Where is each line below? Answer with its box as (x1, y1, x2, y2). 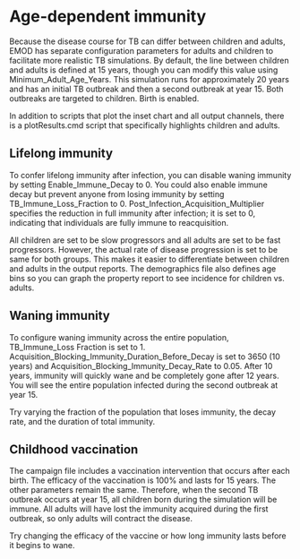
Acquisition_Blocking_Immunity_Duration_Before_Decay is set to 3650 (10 (9, 351, 280, 362)
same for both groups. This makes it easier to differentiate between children (9, 254, 289, 264)
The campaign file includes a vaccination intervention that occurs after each (9, 466, 291, 477)
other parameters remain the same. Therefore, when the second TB (9, 485, 259, 495)
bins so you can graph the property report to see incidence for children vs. (9, 272, 285, 283)
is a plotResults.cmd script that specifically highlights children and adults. (9, 119, 280, 131)
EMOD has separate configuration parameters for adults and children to (9, 45, 274, 56)
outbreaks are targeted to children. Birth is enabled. (9, 92, 200, 104)
